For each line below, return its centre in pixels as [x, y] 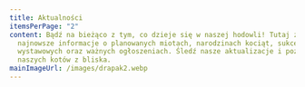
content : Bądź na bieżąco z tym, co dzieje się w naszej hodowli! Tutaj [150, 34]
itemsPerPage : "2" [44, 26]
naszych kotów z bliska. [64, 60]
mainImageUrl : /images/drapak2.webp [79, 69]
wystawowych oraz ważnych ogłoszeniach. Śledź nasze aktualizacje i [150, 52]
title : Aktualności [46, 18]
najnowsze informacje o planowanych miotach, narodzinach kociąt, [146, 43]
